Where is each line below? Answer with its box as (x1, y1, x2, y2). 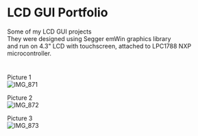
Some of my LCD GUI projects (7, 27, 92, 36)
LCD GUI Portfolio (7, 5, 108, 21)
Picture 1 (7, 73, 32, 81)
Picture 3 (7, 114, 33, 122)
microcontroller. (7, 49, 52, 57)
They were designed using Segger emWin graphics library (7, 34, 171, 42)
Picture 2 (7, 94, 33, 102)
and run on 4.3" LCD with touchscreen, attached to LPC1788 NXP (7, 42, 192, 50)
